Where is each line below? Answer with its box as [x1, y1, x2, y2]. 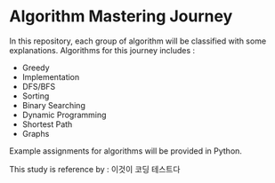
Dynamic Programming [21, 109, 107, 120]
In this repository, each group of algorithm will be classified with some [9, 36, 267, 46]
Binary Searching [21, 99, 86, 110]
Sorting [21, 91, 50, 101]
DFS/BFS [21, 81, 56, 91]
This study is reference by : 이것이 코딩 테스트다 [9, 163, 181, 174]
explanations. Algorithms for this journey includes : [9, 44, 196, 55]
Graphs [21, 128, 50, 139]
